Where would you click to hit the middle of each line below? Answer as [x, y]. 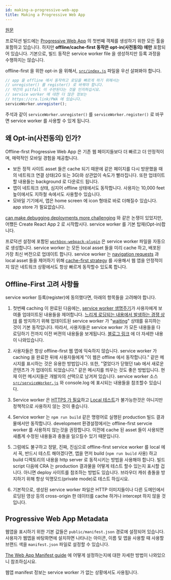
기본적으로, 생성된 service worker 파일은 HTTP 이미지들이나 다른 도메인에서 [89, 490]
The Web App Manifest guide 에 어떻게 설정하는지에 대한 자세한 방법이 [77, 555]
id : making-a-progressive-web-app [42, 10]
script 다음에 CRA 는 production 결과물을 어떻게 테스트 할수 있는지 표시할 [86, 466]
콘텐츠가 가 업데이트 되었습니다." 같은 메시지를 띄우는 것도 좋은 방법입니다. [86, 370]
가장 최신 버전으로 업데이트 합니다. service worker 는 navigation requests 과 [82, 254]
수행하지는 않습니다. [25, 60]
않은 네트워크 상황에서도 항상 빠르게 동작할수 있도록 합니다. [69, 267]
